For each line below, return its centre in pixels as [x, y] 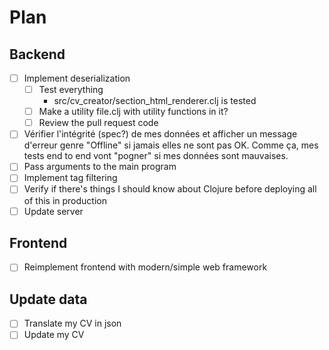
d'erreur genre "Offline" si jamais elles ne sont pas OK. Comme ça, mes [171, 145]
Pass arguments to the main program [100, 167]
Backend [37, 54]
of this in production [65, 200]
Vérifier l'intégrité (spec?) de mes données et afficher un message [160, 134]
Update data [48, 299]
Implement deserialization [77, 78]
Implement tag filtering [70, 178]
